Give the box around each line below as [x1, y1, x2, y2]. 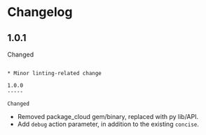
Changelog [7, 4, 73, 20]
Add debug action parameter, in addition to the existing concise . [17, 120, 200, 128]
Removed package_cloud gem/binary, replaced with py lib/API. [17, 113, 198, 120]
